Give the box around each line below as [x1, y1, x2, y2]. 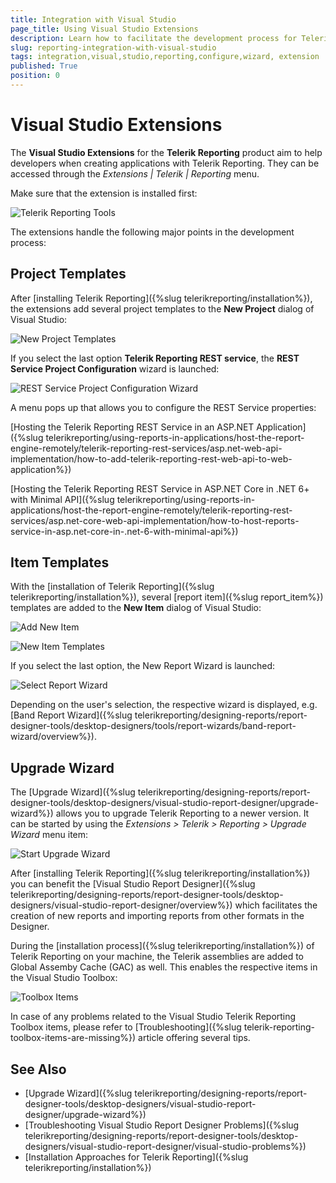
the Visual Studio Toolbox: [10, 972, 118, 984]
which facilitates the [234, 899, 318, 911]
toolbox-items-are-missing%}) [10, 1032, 137, 1044]
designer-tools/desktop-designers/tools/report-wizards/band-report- [10, 720, 297, 732]
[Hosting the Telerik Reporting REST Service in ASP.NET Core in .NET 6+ [10, 482, 310, 495]
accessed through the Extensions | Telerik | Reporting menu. [10, 167, 260, 180]
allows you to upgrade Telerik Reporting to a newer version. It [55, 807, 310, 820]
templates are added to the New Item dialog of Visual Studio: [10, 602, 262, 614]
